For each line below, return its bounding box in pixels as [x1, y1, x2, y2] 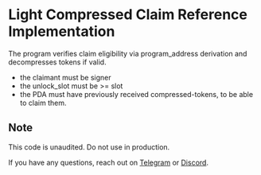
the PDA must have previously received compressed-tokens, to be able [19, 89, 253, 99]
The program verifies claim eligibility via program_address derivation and [8, 49, 247, 58]
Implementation [8, 22, 115, 41]
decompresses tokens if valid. [8, 57, 107, 67]
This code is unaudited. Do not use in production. [8, 142, 170, 152]
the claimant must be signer [19, 72, 111, 82]
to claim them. [19, 98, 67, 107]
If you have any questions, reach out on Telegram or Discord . [8, 157, 209, 167]
